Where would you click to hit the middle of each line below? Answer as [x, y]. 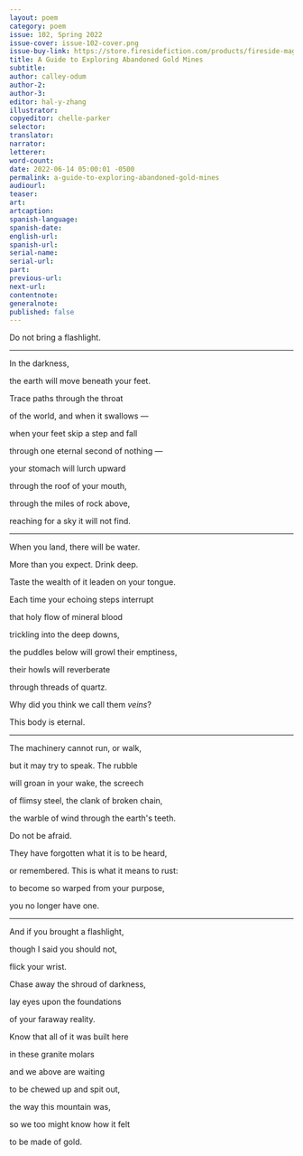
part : [19, 270]
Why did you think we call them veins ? [80, 705]
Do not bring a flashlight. [55, 338]
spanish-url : [34, 245]
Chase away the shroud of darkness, [78, 984]
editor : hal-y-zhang [48, 102]
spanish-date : [36, 228]
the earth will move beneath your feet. [80, 381]
